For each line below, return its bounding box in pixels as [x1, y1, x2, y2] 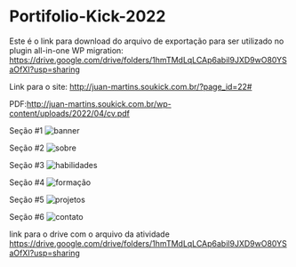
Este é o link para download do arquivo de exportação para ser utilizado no [9, 36, 284, 46]
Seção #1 [9, 125, 44, 135]
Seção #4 [9, 176, 45, 188]
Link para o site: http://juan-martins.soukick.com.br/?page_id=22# [9, 81, 252, 92]
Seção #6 [9, 211, 45, 222]
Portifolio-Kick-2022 [9, 6, 166, 27]
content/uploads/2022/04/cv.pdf [9, 108, 131, 118]
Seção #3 [9, 159, 44, 170]
